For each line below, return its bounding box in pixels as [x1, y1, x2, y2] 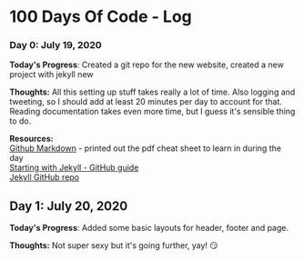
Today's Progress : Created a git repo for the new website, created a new [9, 59, 284, 70]
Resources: [9, 134, 54, 145]
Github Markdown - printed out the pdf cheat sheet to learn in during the [9, 143, 282, 154]
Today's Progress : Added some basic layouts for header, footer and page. [9, 223, 289, 234]
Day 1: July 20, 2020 [9, 198, 128, 214]
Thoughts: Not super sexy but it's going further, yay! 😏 [9, 240, 218, 251]
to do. [9, 115, 32, 126]
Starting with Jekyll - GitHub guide [9, 162, 139, 174]
